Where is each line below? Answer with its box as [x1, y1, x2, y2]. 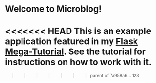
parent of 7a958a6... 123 [90, 73, 139, 79]
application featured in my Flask [5, 36, 138, 47]
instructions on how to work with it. [5, 57, 152, 67]
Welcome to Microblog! [5, 3, 102, 15]
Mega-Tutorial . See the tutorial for [5, 46, 146, 57]
